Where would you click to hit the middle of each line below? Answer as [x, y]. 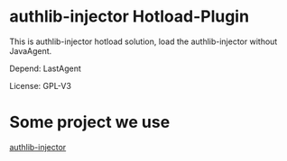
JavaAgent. [31, 50]
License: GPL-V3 [41, 85]
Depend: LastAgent [45, 68]
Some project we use [90, 122]
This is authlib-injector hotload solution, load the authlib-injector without [143, 41]
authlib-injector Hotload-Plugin [130, 17]
